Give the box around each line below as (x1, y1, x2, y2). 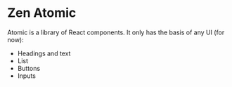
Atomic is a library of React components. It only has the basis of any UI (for (7, 28, 225, 36)
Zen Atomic (7, 5, 77, 21)
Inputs (17, 72, 37, 80)
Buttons (17, 64, 41, 72)
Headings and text (17, 49, 71, 58)
